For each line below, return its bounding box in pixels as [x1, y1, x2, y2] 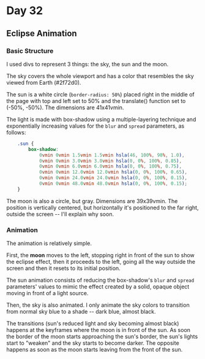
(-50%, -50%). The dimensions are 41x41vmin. [6, 104, 124, 111]
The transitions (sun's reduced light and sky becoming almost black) [6, 320, 179, 327]
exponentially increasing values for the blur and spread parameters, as [6, 122, 185, 129]
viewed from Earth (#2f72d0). [6, 79, 81, 86]
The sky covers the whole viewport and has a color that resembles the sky [6, 72, 194, 80]
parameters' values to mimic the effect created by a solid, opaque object [6, 283, 190, 290]
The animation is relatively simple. [6, 240, 92, 247]
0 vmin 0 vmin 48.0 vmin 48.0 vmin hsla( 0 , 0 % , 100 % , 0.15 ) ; [39, 180, 188, 187]
